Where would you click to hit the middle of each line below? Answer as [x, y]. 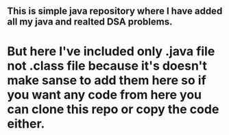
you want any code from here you [105, 94]
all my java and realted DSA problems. [90, 22]
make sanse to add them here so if [107, 80]
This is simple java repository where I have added [115, 11]
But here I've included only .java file [111, 51]
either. [26, 124]
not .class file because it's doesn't [107, 66]
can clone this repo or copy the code [113, 109]
